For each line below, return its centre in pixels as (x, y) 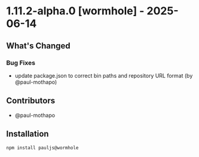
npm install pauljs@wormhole (42, 147)
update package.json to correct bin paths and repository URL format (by (104, 75)
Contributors (31, 101)
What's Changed (38, 46)
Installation (27, 134)
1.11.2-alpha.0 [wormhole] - (75, 11)
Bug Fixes (21, 63)
